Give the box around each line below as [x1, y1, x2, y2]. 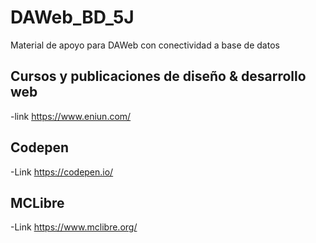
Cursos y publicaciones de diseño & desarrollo [10, 68, 307, 85]
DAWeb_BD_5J [10, 6, 135, 29]
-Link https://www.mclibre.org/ [10, 221, 138, 233]
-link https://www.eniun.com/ [10, 110, 132, 122]
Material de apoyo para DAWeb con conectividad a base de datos [10, 39, 280, 51]
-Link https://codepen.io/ [10, 166, 114, 178]
